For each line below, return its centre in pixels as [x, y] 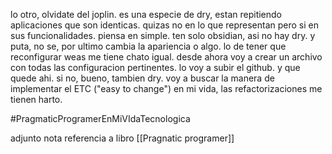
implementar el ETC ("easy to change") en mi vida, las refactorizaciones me [166, 88]
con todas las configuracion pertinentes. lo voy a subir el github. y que [155, 67]
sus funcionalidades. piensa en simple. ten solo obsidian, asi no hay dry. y [163, 35]
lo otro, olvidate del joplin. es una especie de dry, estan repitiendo [146, 14]
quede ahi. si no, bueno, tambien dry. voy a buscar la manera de [142, 78]
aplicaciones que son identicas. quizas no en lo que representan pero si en [165, 25]
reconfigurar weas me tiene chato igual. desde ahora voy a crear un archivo [166, 57]
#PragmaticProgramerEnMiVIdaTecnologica [100, 118]
